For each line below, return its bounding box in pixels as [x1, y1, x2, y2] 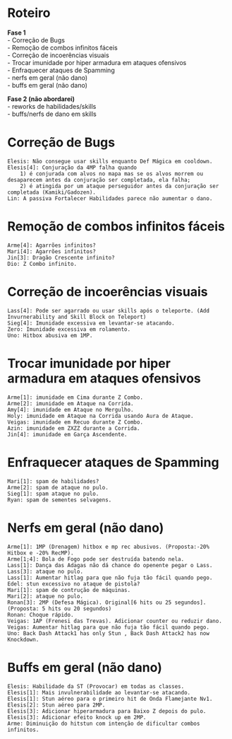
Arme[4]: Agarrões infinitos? [7, 242, 97, 249]
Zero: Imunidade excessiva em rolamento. [7, 325, 131, 333]
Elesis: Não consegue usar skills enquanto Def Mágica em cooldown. [7, 158, 213, 165]
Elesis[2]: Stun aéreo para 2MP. [7, 702, 106, 709]
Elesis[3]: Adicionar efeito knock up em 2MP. [7, 714, 147, 721]
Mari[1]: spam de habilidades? [7, 477, 99, 485]
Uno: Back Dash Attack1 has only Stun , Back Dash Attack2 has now [7, 629, 210, 637]
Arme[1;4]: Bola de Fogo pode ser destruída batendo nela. [7, 555, 185, 563]
